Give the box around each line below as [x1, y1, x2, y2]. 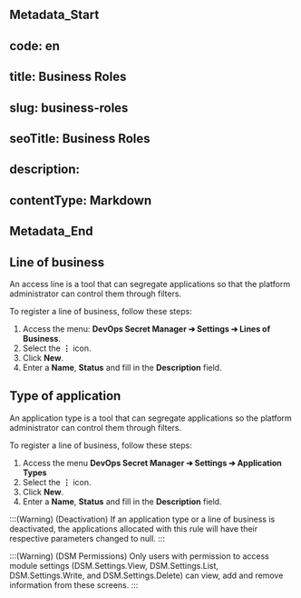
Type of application [9, 388, 121, 404]
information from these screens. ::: [9, 579, 139, 590]
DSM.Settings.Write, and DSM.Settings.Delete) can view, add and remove [9, 570, 284, 581]
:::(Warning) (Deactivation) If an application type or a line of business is [9, 513, 276, 524]
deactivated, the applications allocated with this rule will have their [9, 523, 258, 534]
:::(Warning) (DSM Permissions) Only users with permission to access [9, 550, 269, 562]
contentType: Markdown [9, 193, 152, 208]
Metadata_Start [9, 7, 100, 23]
